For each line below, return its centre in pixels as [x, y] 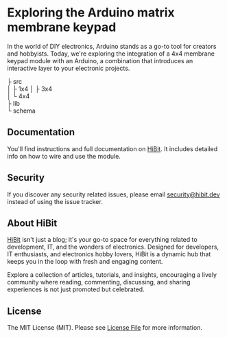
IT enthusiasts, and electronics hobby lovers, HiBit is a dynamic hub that [109, 254]
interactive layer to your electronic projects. [69, 68]
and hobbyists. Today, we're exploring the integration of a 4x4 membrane [111, 54]
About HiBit [32, 223]
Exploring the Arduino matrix [91, 13]
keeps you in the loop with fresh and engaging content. [85, 262]
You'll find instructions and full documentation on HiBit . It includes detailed [112, 148]
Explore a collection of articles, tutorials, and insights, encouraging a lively [112, 275]
